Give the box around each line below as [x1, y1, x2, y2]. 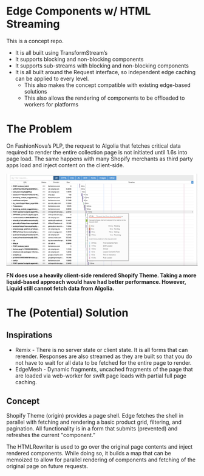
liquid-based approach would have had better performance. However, [6, 278, 186, 285]
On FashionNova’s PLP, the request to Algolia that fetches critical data [6, 142, 181, 150]
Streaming [6, 17, 60, 31]
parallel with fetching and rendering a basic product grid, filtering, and [6, 418, 182, 426]
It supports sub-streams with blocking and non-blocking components [15, 62, 189, 69]
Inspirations [6, 330, 53, 340]
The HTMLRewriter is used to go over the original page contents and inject [6, 443, 193, 450]
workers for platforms [24, 100, 79, 108]
